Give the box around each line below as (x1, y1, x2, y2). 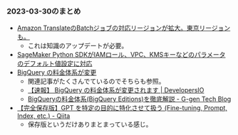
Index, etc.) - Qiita (16, 112, 71, 120)
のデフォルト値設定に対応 (16, 59, 93, 68)
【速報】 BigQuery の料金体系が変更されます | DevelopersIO (27, 86, 205, 94)
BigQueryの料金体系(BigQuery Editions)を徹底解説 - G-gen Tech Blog (27, 94, 232, 104)
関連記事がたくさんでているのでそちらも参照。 (27, 77, 165, 86)
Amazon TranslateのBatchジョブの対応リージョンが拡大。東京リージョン (16, 23, 231, 33)
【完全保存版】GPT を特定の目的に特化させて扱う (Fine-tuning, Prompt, (16, 104, 227, 112)
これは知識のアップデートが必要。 (27, 41, 128, 50)
